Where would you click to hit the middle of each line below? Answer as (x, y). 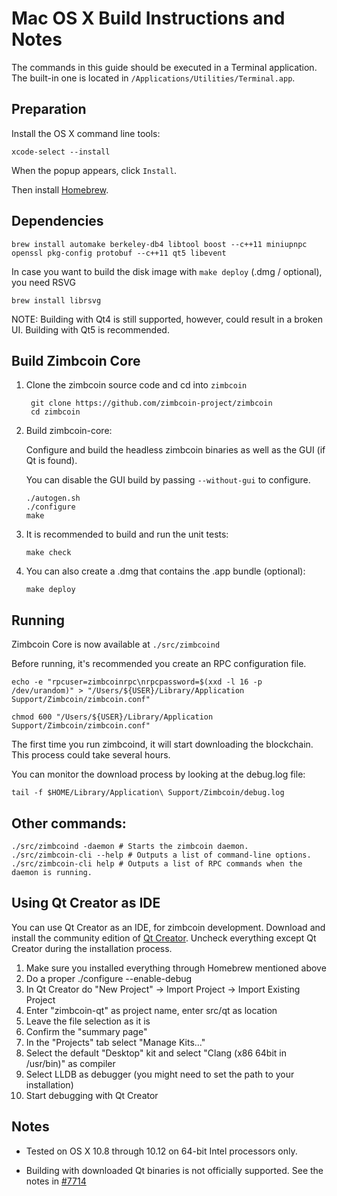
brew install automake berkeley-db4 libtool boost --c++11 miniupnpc (159, 244)
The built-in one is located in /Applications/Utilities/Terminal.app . (153, 78)
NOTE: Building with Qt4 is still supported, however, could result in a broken (167, 319)
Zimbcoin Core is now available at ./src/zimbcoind (116, 644)
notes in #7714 (56, 1181)
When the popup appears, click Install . (94, 170)
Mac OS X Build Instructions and (148, 18)
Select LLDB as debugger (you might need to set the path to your (160, 1074)
